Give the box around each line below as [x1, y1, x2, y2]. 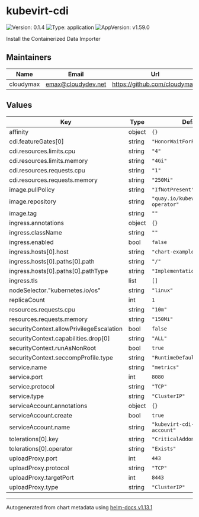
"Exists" [152, 445, 176, 452]
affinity [9, 127, 28, 136]
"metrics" [152, 364, 179, 371]
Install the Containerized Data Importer [6, 35, 101, 42]
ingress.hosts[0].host [9, 248, 69, 256]
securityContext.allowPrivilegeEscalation [9, 325, 123, 333]
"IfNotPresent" [152, 186, 194, 193]
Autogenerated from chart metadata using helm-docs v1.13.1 [6, 503, 153, 510]
